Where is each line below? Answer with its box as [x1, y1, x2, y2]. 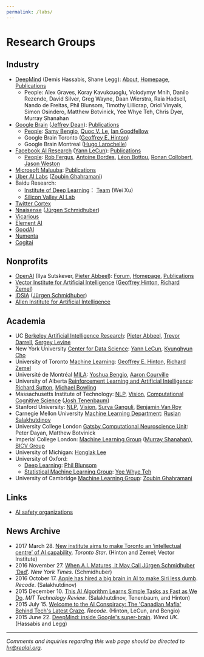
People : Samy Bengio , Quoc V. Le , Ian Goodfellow [24, 127, 149, 135]
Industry [6, 59, 39, 70]
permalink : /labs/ [6, 9, 53, 15]
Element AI [15, 219, 42, 226]
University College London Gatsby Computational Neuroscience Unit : [15, 423, 189, 430]
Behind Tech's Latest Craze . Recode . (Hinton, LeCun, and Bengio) [15, 607, 180, 614]
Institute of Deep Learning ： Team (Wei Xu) [24, 186, 134, 194]
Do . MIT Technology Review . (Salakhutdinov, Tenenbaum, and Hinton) [15, 594, 191, 601]
